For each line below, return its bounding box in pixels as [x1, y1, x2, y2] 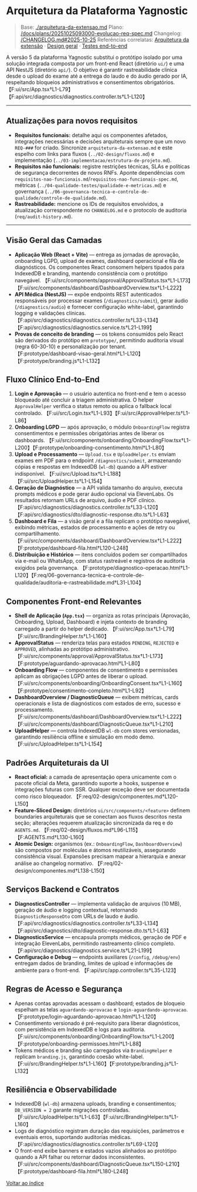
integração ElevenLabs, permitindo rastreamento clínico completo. [14, 940, 175, 947]
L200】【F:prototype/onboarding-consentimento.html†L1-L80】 [14, 444, 167, 451]
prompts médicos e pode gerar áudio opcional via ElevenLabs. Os [14, 490, 174, 497]
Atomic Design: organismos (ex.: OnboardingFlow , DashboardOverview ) [14, 840, 183, 847]
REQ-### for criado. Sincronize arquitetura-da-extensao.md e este [14, 144, 173, 151]
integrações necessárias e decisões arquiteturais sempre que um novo [14, 138, 186, 145]
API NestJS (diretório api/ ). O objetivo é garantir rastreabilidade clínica [6, 66, 178, 73]
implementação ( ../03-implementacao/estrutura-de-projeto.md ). [14, 156, 172, 163]
